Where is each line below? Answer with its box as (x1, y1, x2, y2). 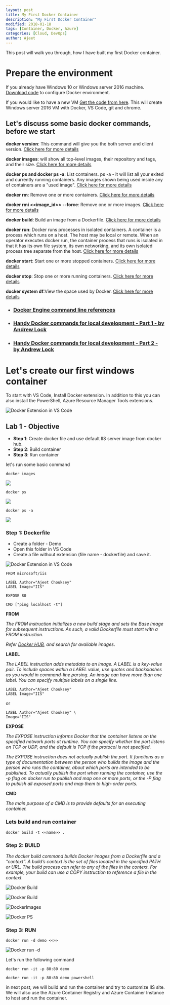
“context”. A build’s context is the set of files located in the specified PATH (6, 859, 161, 865)
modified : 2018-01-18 (6, 21, 52, 27)
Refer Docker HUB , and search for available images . (6, 641, 115, 647)
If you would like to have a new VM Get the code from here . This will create (6, 99, 162, 105)
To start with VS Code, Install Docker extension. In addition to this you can (6, 392, 160, 398)
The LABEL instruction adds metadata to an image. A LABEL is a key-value (6, 661, 162, 667)
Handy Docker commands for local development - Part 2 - (13, 340, 158, 347)
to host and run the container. (6, 995, 68, 1001)
